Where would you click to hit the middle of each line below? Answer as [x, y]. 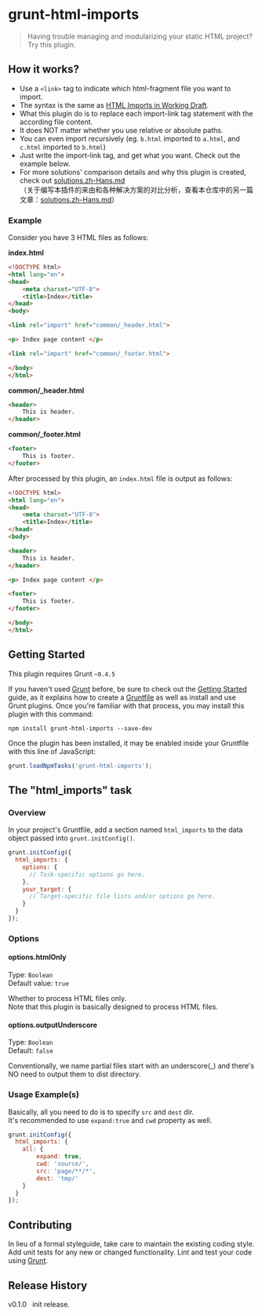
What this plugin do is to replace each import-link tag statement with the [136, 113]
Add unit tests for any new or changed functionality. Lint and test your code [130, 1252]
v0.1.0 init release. [39, 1304]
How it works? [44, 70]
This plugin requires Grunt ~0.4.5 [62, 674]
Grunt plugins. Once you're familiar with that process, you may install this [126, 705]
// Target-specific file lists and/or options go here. [122, 896]
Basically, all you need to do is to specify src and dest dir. [101, 1112]
